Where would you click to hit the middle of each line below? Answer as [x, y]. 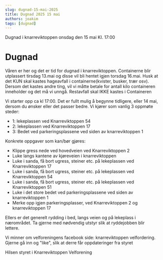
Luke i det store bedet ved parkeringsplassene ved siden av [73, 193]
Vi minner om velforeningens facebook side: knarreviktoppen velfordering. [80, 238]
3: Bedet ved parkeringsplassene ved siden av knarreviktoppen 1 [78, 132]
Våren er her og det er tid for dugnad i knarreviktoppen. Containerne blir [78, 71]
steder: [12, 112]
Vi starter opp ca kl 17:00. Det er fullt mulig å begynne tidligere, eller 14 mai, [81, 101]
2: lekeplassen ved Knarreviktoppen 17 [51, 126]
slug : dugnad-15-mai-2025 [31, 10]
